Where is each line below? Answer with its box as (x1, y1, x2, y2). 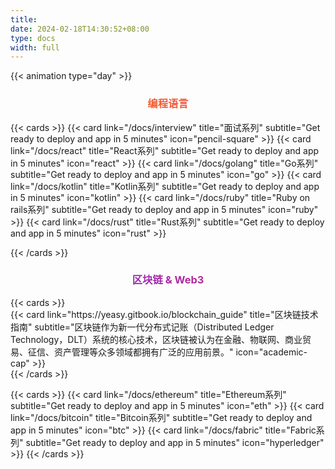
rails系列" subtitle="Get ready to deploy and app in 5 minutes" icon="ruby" (10, 203, 319, 215)
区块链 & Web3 (131, 273, 205, 287)
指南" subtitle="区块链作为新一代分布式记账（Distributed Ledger (10, 321, 275, 333)
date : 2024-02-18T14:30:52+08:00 (10, 24, 150, 34)
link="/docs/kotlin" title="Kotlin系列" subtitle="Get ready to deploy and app (10, 180, 320, 192)
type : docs (10, 33, 56, 43)
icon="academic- (235, 346, 308, 358)
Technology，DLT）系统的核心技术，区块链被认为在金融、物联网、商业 (10, 333, 303, 345)
